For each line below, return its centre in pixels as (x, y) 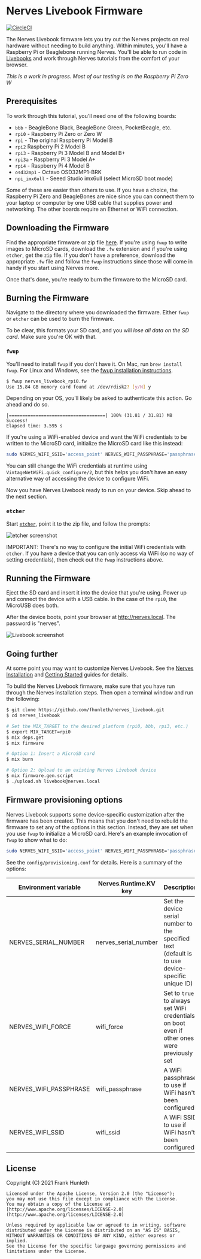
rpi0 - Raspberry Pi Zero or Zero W (58, 134)
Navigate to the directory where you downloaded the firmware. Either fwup (98, 313)
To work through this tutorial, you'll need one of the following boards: (91, 116)
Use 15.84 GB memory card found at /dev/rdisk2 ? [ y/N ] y (79, 387)
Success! (17, 421)
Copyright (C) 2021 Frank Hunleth (48, 1183)
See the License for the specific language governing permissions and (96, 1246)
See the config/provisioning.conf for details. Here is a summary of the (94, 862)
